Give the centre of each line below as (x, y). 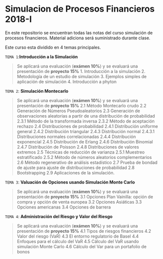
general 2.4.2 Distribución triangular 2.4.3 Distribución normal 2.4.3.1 (86, 131)
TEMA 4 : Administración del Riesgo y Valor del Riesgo (59, 216)
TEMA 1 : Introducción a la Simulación (41, 56)
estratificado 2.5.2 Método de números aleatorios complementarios (84, 157)
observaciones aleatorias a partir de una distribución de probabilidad (86, 116)
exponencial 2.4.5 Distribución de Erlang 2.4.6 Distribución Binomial (85, 141)
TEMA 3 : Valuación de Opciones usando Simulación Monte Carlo (70, 182)
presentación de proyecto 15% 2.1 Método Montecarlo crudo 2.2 (81, 105)
